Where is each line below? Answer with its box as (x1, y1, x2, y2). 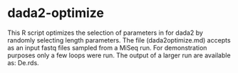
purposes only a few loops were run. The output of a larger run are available (7, 51, 231, 60)
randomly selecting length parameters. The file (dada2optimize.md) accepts (7, 35, 231, 44)
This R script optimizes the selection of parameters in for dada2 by (7, 28, 203, 37)
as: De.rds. (7, 58, 39, 67)
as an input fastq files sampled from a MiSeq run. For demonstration (7, 43, 207, 52)
